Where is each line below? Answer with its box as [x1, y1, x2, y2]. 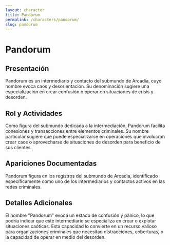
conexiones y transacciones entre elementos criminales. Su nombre [5, 128, 149, 134]
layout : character [5, 7, 45, 13]
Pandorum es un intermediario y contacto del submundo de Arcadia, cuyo [5, 78, 162, 84]
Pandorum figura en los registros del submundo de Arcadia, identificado [5, 173, 158, 179]
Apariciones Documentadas [5, 159, 97, 168]
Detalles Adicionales [5, 198, 73, 208]
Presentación [5, 64, 49, 73]
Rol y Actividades [5, 109, 63, 118]
